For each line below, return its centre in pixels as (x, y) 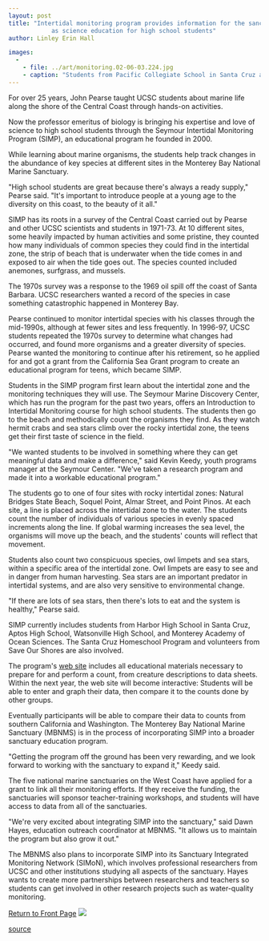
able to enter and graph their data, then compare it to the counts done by (129, 691)
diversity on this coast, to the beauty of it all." (83, 204)
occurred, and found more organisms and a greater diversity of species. (127, 344)
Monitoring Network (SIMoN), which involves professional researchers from (133, 862)
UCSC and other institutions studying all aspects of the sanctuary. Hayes (128, 871)
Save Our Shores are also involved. (66, 650)
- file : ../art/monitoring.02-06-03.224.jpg (98, 68)
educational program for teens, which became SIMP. (95, 370)
